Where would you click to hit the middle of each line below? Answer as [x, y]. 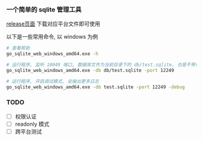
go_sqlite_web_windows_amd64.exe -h [52, 54]
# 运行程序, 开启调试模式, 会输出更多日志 [53, 81]
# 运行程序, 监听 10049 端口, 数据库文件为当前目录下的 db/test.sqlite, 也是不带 [101, 65]
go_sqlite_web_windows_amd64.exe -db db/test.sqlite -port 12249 [90, 70]
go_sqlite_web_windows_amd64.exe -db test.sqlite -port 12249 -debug [96, 87]
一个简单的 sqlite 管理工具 [44, 9]
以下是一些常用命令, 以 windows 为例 [52, 37]
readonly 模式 [32, 124]
